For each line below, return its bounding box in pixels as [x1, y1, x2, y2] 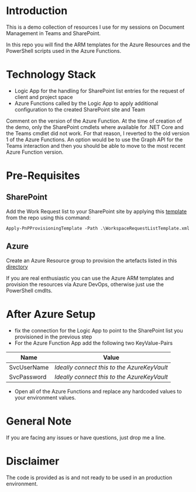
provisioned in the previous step [14, 333, 92, 340]
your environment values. [14, 394, 76, 401]
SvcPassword [9, 372, 47, 381]
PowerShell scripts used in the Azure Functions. [6, 47, 122, 54]
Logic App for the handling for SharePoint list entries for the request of [14, 87, 185, 94]
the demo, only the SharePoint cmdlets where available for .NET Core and [6, 123, 184, 130]
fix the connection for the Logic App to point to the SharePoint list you [14, 327, 183, 334]
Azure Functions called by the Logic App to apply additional [14, 100, 159, 107]
